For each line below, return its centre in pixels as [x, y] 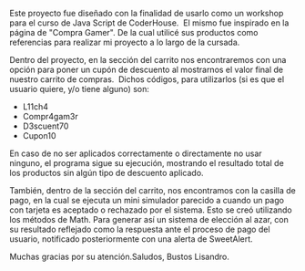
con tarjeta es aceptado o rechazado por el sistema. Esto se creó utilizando [151, 210]
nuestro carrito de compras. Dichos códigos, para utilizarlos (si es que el [147, 79]
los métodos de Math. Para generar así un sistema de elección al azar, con [149, 219]
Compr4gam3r [51, 116]
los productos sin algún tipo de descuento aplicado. [107, 173]
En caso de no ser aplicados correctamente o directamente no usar [136, 153]
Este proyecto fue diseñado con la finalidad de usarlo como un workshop [147, 13]
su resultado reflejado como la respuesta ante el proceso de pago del [140, 229]
